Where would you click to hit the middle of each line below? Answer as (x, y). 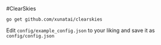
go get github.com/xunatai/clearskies (54, 20)
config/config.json (30, 36)
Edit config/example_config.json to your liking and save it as (80, 30)
